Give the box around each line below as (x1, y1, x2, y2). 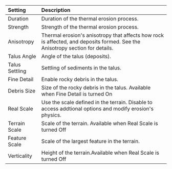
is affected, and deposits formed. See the (41, 38, 141, 45)
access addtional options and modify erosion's (41, 105, 154, 112)
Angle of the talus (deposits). (41, 53, 111, 60)
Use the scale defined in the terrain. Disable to (41, 99, 153, 106)
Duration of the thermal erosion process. (41, 15, 139, 22)
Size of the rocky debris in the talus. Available (41, 84, 151, 91)
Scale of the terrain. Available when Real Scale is (41, 120, 158, 127)
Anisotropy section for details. (41, 44, 114, 52)
